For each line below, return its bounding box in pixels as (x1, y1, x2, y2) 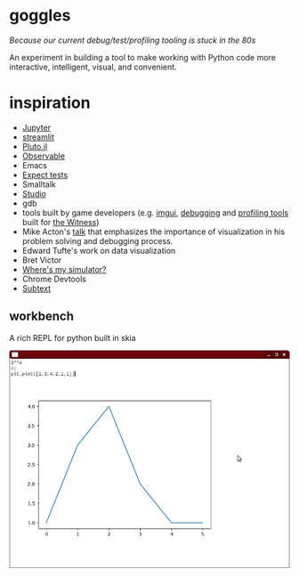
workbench (9, 309, 74, 324)
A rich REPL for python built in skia (9, 332, 136, 343)
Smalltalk (21, 179, 56, 190)
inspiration (9, 93, 91, 113)
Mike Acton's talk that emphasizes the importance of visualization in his (21, 226, 286, 237)
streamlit (21, 131, 55, 142)
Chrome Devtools (21, 273, 87, 284)
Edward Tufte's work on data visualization (21, 245, 176, 256)
